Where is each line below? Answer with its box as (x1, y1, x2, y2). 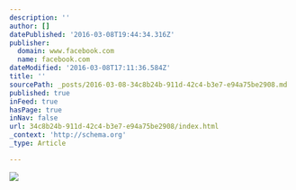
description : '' (9, 13, 70, 23)
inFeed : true (9, 96, 58, 106)
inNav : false (9, 113, 58, 122)
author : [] (9, 22, 50, 31)
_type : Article (9, 139, 67, 148)
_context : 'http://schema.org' (9, 131, 127, 140)
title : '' (9, 72, 47, 81)
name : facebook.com (17, 55, 91, 64)
